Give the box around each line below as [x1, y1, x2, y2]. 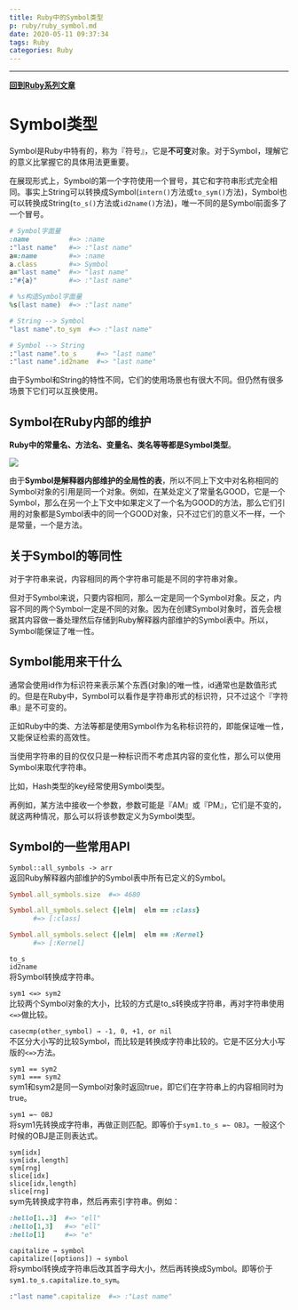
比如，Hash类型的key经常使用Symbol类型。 [9, 780, 170, 792]
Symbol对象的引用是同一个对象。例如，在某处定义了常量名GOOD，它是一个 [9, 486, 286, 497]
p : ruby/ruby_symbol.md [9, 21, 98, 30]
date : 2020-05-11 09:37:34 [9, 29, 109, 38]
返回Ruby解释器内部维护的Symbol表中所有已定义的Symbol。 [9, 872, 231, 883]
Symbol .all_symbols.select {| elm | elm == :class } [9, 906, 200, 915]
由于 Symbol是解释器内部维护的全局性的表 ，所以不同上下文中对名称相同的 [9, 475, 279, 486]
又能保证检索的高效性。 [9, 731, 95, 743]
